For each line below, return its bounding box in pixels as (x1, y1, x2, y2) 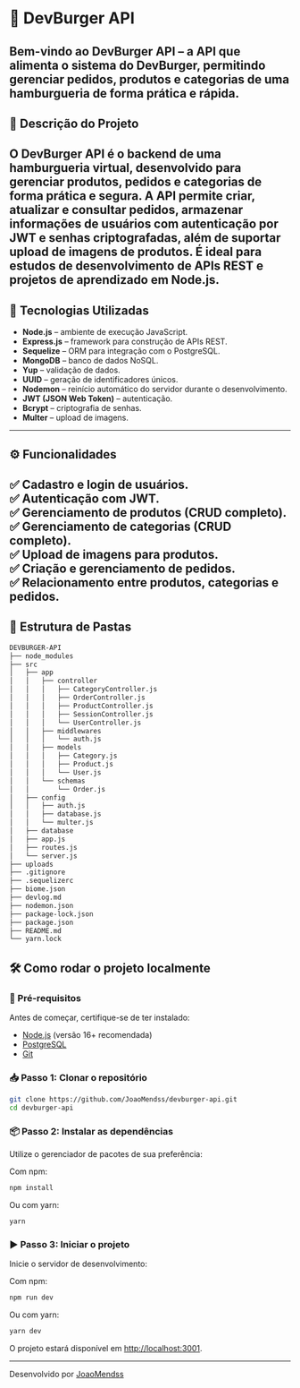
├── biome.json (9, 885, 66, 894)
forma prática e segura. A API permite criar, (9, 188, 256, 204)
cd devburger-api (9, 1103, 74, 1113)
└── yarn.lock (9, 935, 62, 944)
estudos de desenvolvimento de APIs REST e (9, 259, 263, 274)
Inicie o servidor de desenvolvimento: (9, 1258, 148, 1270)
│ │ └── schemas (9, 776, 87, 785)
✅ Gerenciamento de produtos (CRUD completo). (9, 505, 287, 520)
